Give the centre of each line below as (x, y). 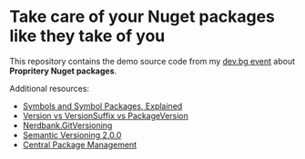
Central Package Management (80, 144)
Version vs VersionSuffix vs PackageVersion (106, 115)
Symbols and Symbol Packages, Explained (102, 105)
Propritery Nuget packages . (63, 71)
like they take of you (87, 36)
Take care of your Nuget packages (142, 17)
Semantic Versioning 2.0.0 (72, 134)
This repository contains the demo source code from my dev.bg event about (152, 61)
